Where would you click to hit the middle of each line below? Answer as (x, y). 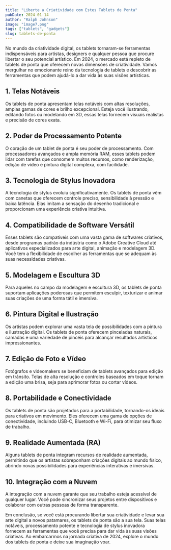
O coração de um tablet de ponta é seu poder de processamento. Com (79, 148)
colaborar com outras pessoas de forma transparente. (62, 505)
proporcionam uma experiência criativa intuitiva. (56, 209)
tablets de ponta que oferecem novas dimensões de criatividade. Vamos (81, 65)
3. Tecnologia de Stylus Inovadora (60, 181)
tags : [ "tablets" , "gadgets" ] (37, 29)
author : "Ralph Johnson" (32, 19)
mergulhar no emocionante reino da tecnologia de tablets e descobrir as (81, 70)
